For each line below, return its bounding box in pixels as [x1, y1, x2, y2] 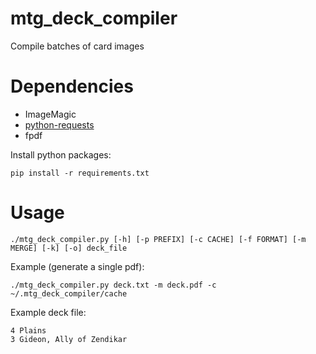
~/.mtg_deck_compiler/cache [10, 288, 128, 299]
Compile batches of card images [10, 40, 145, 52]
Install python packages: [10, 148, 112, 161]
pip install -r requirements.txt [10, 168, 150, 178]
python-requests [24, 118, 95, 131]
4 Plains [10, 325, 47, 336]
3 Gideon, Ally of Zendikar [10, 334, 128, 344]
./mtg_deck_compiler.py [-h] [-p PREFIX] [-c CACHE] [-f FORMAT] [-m [10, 234, 307, 244]
